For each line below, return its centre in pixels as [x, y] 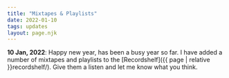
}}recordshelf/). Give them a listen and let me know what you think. [102, 67]
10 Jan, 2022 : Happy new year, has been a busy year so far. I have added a [115, 52]
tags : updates [28, 26]
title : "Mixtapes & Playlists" [52, 13]
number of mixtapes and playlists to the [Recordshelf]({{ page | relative [109, 60]
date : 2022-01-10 [32, 20]
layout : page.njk [32, 33]
